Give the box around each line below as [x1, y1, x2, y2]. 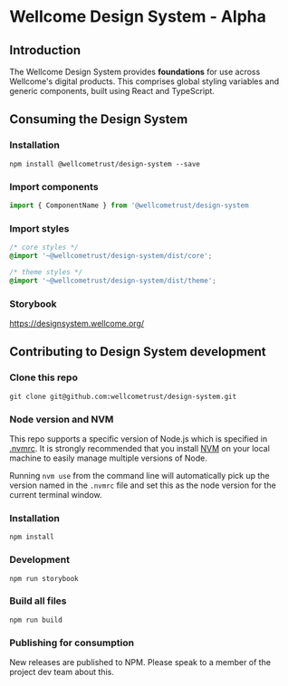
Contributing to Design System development [9, 344, 266, 359]
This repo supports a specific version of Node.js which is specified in [9, 433, 268, 444]
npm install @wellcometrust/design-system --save [9, 159, 201, 168]
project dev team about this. [9, 667, 115, 678]
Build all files [9, 595, 67, 607]
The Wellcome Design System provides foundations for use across [9, 66, 261, 77]
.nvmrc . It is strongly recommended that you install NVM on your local [9, 443, 270, 453]
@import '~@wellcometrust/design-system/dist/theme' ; [9, 276, 217, 285]
